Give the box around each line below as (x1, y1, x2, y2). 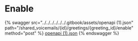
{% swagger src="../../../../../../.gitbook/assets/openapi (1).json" (4, 19, 134, 25)
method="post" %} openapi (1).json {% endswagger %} (4, 30, 120, 36)
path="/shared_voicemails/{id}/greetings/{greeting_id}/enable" (4, 24, 134, 30)
